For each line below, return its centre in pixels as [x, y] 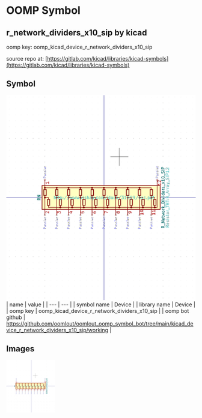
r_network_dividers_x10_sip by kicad [77, 33]
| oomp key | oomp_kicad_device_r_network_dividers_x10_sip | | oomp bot [98, 310]
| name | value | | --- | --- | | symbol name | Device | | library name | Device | [101, 304]
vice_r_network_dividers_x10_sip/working [57, 330]
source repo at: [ [27, 59]
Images [20, 349]
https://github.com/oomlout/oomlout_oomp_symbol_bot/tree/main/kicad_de [100, 323]
